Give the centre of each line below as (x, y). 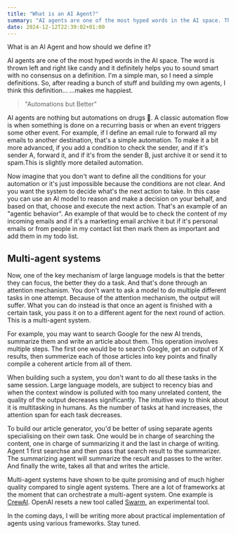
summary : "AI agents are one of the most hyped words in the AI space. (114, 20)
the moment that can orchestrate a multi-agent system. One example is (110, 495)
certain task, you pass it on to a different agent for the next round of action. (116, 313)
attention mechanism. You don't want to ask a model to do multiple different (117, 290)
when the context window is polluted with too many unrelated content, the (114, 392)
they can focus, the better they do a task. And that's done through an (107, 283)
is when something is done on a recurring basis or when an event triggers (114, 125)
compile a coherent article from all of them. (70, 364)
